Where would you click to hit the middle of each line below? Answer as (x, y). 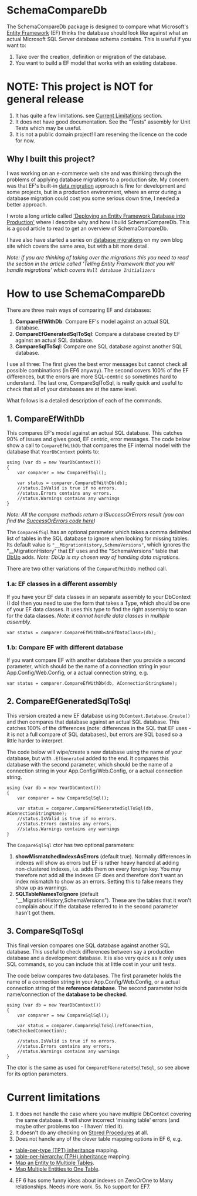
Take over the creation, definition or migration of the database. (91, 56)
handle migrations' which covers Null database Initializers (81, 270)
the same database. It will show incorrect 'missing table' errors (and (97, 1120)
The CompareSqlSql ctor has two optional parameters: (71, 845)
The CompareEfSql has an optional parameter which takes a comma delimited (99, 532)
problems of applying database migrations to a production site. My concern (98, 179)
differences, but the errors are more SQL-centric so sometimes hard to (92, 377)
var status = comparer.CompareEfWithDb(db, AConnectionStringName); (92, 684)
